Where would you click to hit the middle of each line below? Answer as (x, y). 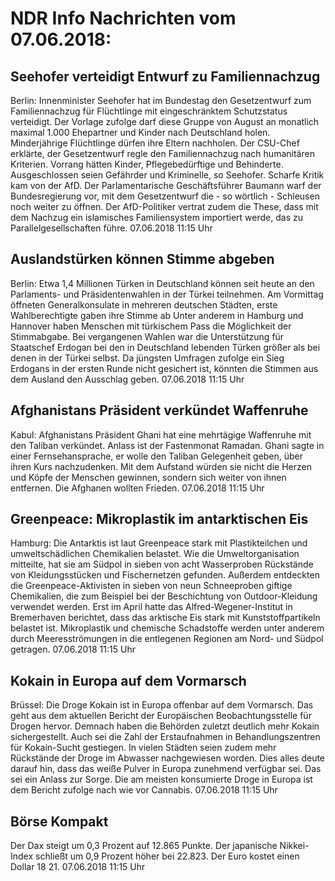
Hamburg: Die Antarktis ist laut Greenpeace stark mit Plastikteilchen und (159, 543)
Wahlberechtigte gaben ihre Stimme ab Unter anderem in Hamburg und (157, 315)
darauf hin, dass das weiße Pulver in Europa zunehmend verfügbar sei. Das (166, 769)
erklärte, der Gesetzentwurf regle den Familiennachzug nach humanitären (162, 153)
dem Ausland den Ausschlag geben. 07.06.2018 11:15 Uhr (127, 379)
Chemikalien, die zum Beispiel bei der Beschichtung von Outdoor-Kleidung (164, 596)
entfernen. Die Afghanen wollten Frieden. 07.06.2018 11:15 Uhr (137, 488)
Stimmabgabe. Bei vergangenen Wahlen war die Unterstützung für (147, 336)
